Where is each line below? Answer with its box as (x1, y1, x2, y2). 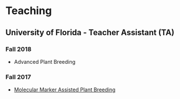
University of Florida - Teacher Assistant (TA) (5, 28, 175, 37)
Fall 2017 (5, 73, 32, 81)
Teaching (5, 4, 52, 18)
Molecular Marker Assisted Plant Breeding (13, 86, 116, 93)
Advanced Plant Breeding (13, 58, 76, 65)
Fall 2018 (5, 45, 32, 53)
